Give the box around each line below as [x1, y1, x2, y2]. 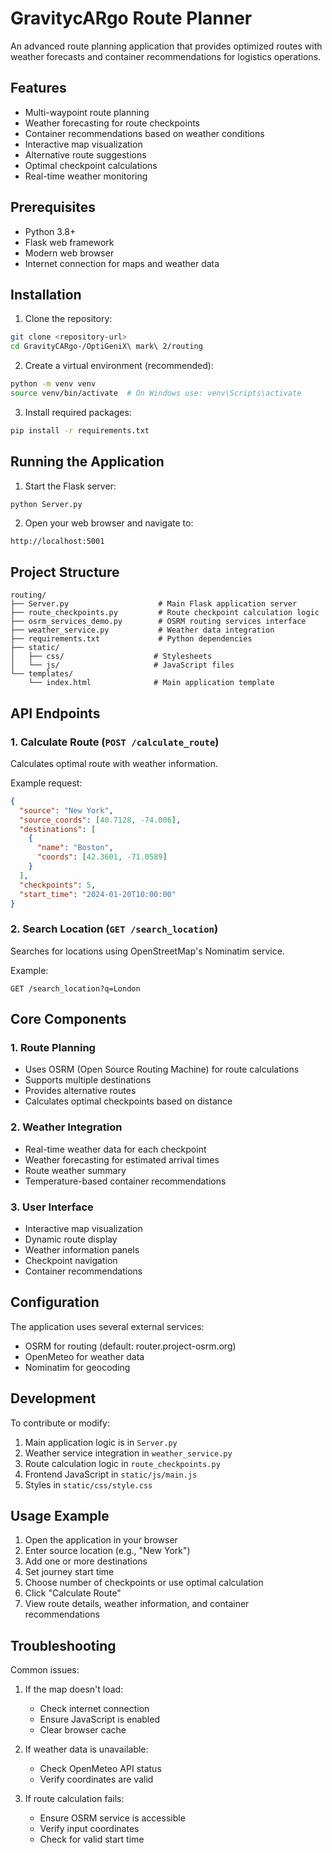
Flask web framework [24, 236, 115, 248]
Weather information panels [24, 1244, 140, 1256]
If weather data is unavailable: [24, 1743, 149, 1756]
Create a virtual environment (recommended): [24, 360, 214, 372]
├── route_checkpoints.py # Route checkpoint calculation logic [10, 608, 320, 618]
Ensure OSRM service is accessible [39, 1812, 186, 1824]
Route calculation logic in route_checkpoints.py [24, 1457, 221, 1469]
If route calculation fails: [24, 1793, 125, 1805]
